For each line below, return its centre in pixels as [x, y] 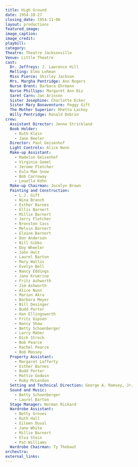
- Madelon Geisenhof [36, 157]
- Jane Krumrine [32, 276]
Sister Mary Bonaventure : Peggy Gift [50, 105]
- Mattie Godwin [32, 376]
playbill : [16, 43]
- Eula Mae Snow [32, 172]
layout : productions [27, 24]
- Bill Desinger [32, 305]
